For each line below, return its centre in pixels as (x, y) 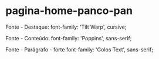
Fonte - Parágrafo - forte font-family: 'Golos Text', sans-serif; (79, 49)
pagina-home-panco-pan (69, 11)
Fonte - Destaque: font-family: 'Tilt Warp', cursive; (66, 27)
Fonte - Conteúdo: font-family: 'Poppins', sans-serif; (69, 38)
